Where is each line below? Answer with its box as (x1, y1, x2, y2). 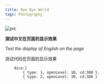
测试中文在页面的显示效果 (5, 36, 57, 42)
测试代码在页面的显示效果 (5, 55, 57, 62)
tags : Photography (5, 12, 43, 17)
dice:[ (14, 65, 27, 71)
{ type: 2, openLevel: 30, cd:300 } (23, 74, 98, 79)
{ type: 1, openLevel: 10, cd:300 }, (23, 70, 100, 75)
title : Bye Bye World (5, 7, 50, 12)
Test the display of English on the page (5, 45, 84, 51)
